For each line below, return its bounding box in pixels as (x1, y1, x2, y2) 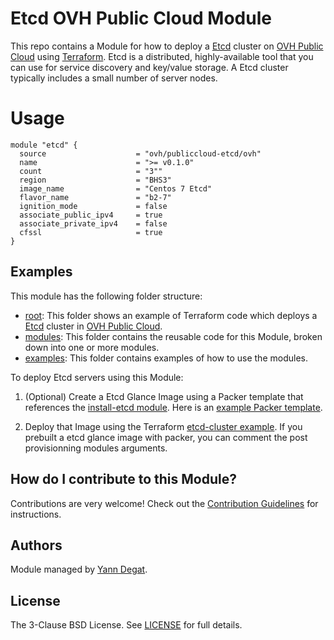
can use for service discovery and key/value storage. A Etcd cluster (10, 61, 289, 73)
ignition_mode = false (19, 201, 168, 211)
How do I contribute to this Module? (10, 471, 237, 488)
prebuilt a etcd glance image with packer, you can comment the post (24, 431, 308, 443)
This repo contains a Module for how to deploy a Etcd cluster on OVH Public (10, 40, 324, 52)
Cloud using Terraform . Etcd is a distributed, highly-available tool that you (10, 50, 314, 62)
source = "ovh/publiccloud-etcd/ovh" (19, 148, 262, 159)
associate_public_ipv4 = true (19, 210, 163, 220)
